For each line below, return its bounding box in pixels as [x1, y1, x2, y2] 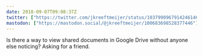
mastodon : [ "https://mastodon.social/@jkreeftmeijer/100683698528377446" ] [6, 20, 199, 26]
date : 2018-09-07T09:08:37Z [6, 8, 77, 15]
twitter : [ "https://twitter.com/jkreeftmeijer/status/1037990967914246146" [6, 14, 201, 20]
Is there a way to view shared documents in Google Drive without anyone [6, 37, 188, 44]
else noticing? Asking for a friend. [6, 43, 91, 50]
